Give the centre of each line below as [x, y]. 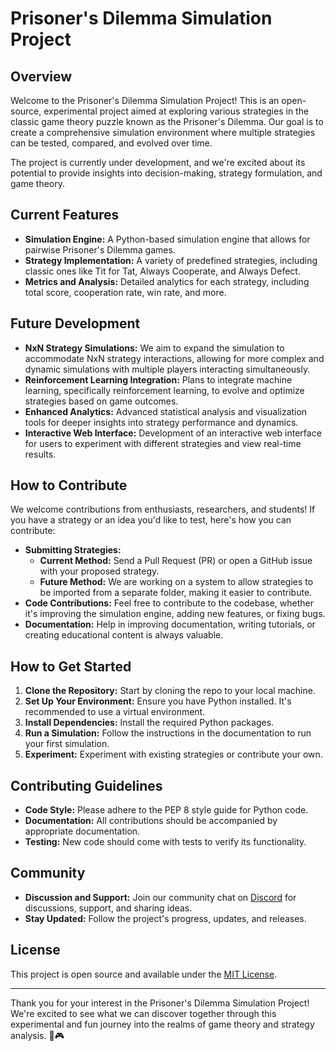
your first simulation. [67, 744]
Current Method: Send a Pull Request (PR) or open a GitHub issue [176, 561]
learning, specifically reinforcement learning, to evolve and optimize [164, 390]
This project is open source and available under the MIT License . [144, 974]
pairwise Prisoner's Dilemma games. [100, 249]
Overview [41, 76]
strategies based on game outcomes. [101, 401]
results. [40, 454]
